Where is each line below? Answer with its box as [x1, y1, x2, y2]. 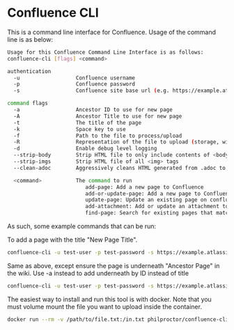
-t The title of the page [13, 119, 141, 126]
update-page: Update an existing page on [84, 196, 208, 203]
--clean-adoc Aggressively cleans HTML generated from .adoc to [13, 164, 226, 171]
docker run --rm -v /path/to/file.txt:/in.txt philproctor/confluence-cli [7, 315, 229, 323]
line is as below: [7, 35, 54, 43]
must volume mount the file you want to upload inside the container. [7, 302, 202, 311]
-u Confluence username [13, 74, 136, 81]
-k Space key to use [13, 125, 127, 133]
